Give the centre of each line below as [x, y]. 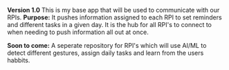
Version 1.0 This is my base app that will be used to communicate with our [113, 10]
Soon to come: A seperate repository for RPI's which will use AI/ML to [107, 45]
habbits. [19, 60]
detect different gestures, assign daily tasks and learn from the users [106, 53]
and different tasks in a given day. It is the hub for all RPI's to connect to [110, 25]
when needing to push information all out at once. [78, 32]
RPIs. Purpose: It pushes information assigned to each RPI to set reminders [115, 17]
